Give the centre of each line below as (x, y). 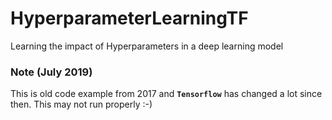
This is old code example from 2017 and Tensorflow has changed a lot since (166, 94)
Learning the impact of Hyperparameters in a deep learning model (147, 46)
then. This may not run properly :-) (81, 104)
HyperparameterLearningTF (129, 18)
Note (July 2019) (51, 72)
